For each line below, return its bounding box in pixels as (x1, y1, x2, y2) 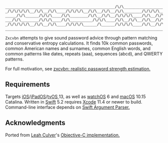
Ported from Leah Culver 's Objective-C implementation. (5, 132, 120, 138)
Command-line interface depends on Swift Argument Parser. (5, 104, 130, 110)
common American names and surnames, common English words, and (5, 45, 151, 51)
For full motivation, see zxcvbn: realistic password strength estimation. (5, 66, 151, 71)
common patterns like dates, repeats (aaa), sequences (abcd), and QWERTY (5, 51, 163, 56)
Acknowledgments (5, 118, 66, 127)
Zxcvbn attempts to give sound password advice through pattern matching (5, 35, 157, 40)
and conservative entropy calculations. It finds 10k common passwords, (5, 40, 153, 46)
